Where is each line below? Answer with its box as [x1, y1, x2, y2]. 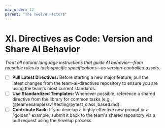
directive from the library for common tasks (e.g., [12, 96, 112, 102]
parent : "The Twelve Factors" [5, 12, 67, 17]
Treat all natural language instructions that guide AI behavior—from [5, 60, 143, 65]
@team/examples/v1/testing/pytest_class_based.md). [12, 101, 121, 107]
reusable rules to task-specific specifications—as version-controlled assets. [5, 65, 161, 71]
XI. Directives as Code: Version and [5, 33, 153, 44]
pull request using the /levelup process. [12, 117, 93, 123]
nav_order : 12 [5, 7, 34, 12]
